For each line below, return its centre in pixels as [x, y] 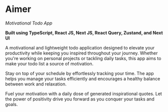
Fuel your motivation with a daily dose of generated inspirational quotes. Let [83, 93]
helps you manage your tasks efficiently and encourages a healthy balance [83, 78]
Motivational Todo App [29, 23]
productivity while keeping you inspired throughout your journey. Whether [81, 53]
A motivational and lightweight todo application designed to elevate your [80, 47]
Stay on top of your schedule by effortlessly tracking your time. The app [79, 73]
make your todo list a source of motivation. [49, 63]
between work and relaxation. [36, 84]
